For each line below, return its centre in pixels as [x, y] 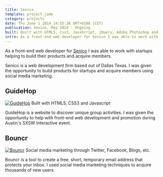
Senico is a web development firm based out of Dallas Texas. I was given [78, 65]
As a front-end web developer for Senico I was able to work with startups [79, 51]
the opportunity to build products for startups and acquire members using [79, 70]
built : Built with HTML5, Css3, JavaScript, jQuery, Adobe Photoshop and [82, 32]
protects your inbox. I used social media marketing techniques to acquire [78, 165]
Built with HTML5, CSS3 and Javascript [71, 103]
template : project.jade [29, 14]
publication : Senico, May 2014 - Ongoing [48, 28]
